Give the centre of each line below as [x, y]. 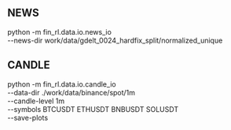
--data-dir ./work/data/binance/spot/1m [71, 92]
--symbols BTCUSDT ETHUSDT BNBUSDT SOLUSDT [93, 109]
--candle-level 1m [36, 101]
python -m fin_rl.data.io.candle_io [62, 84]
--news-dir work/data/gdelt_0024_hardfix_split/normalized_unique [115, 40]
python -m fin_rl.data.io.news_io [59, 32]
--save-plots [28, 117]
